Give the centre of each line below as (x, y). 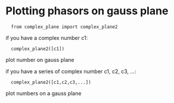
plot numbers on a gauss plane (44, 93)
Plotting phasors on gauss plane (87, 11)
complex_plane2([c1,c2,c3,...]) (51, 82)
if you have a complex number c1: (47, 38)
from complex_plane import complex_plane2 (64, 27)
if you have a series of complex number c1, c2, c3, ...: (71, 71)
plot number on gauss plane (40, 60)
